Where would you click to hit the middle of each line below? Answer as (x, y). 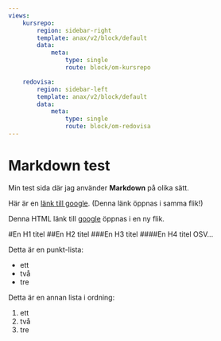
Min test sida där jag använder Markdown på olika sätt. (99, 187)
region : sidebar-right (74, 30)
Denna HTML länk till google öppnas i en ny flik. (87, 218)
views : (19, 16)
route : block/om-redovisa (108, 127)
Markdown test (59, 166)
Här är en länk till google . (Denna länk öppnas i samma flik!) (106, 203)
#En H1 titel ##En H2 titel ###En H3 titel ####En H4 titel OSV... (111, 234)
